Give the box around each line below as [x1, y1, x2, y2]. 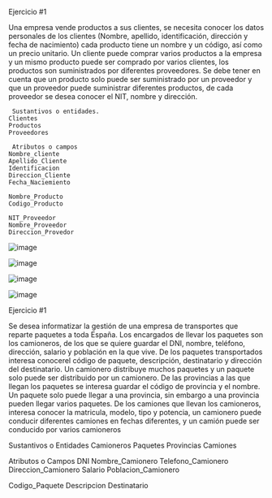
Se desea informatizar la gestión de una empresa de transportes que [8, 321, 239, 331]
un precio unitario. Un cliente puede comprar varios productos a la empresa [8, 49, 262, 58]
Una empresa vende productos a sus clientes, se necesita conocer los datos [8, 23, 265, 32]
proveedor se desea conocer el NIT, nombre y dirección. [8, 92, 197, 101]
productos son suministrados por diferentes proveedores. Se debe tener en [8, 66, 261, 76]
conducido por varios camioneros [8, 425, 122, 434]
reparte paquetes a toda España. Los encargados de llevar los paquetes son [8, 330, 264, 340]
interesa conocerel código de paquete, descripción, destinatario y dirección [8, 356, 262, 365]
